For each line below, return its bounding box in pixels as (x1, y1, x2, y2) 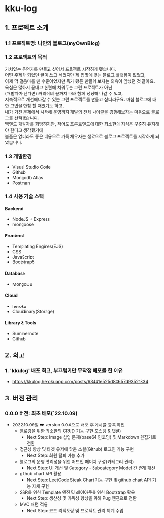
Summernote (12, 331, 39, 337)
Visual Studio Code (12, 165, 51, 170)
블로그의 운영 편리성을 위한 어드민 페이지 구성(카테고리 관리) (19, 459, 134, 465)
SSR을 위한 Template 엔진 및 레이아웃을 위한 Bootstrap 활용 (19, 489, 136, 495)
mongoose (12, 221, 34, 228)
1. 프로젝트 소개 (5, 24, 49, 32)
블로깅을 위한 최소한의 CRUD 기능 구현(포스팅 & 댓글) (19, 428, 121, 434)
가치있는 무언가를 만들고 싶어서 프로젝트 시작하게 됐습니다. (5, 66, 117, 71)
